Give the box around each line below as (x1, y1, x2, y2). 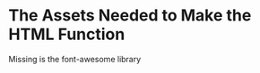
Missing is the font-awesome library (8, 53, 142, 64)
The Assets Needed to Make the (8, 5, 252, 26)
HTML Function (8, 24, 126, 45)
